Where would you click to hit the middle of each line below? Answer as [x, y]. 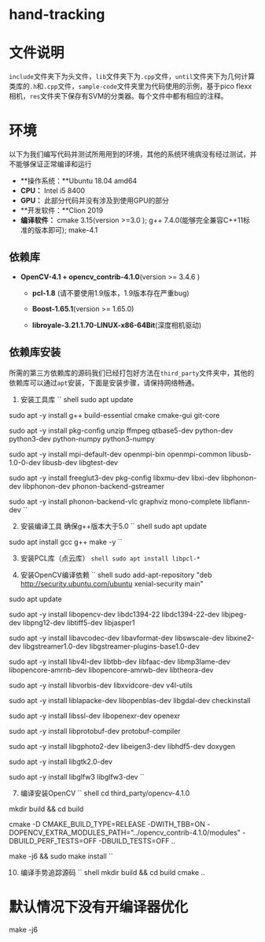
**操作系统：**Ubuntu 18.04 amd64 [79, 181]
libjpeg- [234, 614]
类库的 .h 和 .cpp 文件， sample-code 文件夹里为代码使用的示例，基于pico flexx [131, 86]
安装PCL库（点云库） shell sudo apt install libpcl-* [110, 558]
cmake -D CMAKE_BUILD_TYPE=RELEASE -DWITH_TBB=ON [107, 824]
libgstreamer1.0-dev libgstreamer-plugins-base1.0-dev [111, 646]
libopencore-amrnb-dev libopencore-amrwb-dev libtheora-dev [111, 670]
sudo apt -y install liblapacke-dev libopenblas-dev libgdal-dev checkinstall [130, 700]
